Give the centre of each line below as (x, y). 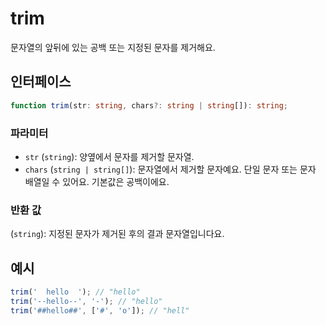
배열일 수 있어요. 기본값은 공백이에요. (97, 181)
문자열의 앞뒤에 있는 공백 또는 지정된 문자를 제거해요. (113, 47)
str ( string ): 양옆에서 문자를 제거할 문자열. (109, 156)
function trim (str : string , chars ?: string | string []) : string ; (149, 105)
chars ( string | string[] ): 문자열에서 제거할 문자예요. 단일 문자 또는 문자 (170, 169)
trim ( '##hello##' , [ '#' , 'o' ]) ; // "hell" (100, 310)
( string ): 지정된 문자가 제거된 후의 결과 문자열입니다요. (117, 234)
